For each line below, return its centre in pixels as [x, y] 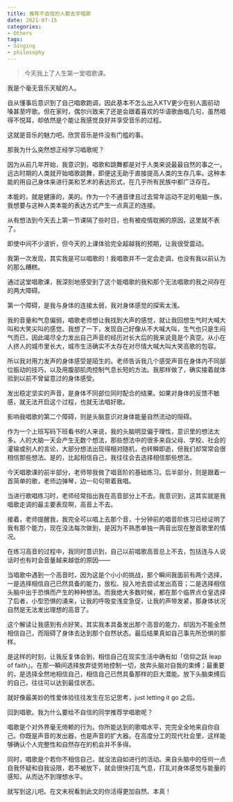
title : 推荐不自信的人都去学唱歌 [49, 14]
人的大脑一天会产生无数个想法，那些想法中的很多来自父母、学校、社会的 [122, 440]
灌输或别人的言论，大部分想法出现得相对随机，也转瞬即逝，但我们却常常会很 [116, 449]
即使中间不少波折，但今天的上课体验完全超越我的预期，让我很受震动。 [107, 243]
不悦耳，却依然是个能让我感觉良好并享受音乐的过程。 [89, 120]
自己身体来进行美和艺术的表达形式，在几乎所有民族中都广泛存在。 [119, 182]
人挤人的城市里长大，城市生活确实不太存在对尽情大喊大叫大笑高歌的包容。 [113, 346]
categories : [24, 26]
